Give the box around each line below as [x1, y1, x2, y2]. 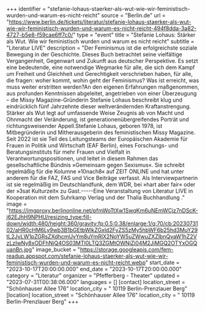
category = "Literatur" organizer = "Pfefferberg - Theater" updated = [6, 272, 181, 279]
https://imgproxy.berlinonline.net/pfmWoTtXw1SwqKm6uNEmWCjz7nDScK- [9, 207, 198, 214]
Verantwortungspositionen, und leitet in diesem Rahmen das [6, 155, 158, 162]
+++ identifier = [6, 6, 47, 12]
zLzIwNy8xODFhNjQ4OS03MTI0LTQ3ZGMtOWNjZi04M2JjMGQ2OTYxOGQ [6, 239, 198, 247]
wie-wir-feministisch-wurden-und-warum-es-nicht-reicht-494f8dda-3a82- [6, 24, 197, 32]
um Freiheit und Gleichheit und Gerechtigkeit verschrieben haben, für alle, [6, 70, 193, 77]
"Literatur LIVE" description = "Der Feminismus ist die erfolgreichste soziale [6, 44, 198, 51]
